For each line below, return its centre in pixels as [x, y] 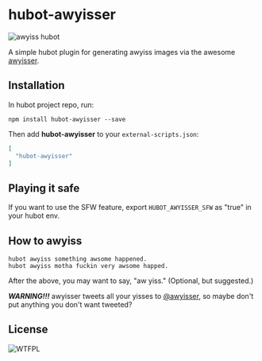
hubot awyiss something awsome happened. [78, 259]
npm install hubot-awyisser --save [67, 119]
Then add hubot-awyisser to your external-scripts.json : [104, 134]
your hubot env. [34, 215]
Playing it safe [44, 188]
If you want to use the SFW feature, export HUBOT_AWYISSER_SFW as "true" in [130, 208]
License [28, 330]
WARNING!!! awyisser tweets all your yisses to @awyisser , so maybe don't [131, 296]
